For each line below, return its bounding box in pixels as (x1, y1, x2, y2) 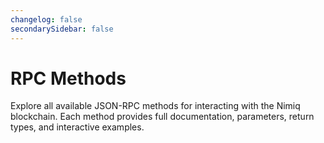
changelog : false (10, 14, 83, 25)
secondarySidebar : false (10, 24, 114, 34)
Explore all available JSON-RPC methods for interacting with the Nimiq (10, 100, 301, 112)
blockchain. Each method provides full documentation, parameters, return (10, 111, 315, 123)
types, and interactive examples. (10, 121, 145, 133)
